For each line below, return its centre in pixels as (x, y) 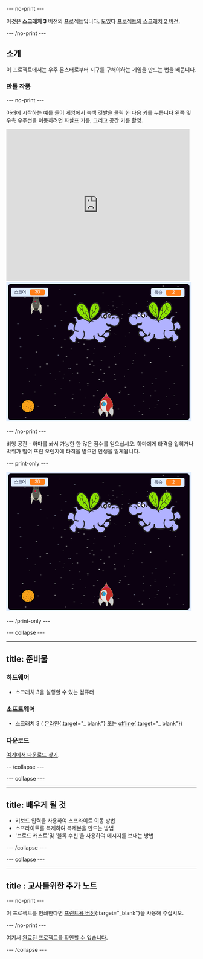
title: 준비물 (27, 659)
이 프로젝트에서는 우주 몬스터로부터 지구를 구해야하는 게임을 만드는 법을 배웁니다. (101, 70)
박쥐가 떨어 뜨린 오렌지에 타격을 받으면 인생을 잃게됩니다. (73, 451)
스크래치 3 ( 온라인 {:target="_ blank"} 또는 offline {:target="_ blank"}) (99, 723)
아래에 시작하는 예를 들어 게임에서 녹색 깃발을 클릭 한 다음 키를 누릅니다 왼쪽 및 (99, 113)
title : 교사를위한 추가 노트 (52, 886)
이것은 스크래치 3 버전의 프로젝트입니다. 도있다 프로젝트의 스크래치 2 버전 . (93, 21)
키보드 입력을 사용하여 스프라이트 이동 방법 (65, 821)
